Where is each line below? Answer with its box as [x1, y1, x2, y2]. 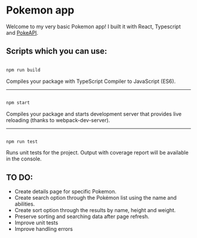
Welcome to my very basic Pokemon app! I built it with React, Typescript [6, 23, 181, 30]
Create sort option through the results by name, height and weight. [14, 207, 176, 214]
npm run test [6, 139, 38, 145]
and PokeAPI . [6, 29, 39, 36]
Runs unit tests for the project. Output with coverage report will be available [6, 149, 189, 156]
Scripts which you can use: [6, 46, 107, 56]
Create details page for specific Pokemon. [14, 188, 117, 195]
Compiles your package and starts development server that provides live [6, 110, 182, 118]
